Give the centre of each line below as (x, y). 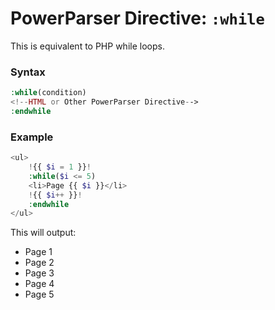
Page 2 (39, 263)
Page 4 (39, 284)
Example (32, 137)
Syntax (28, 72)
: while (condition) (48, 93)
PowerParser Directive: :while (137, 18)
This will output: (43, 233)
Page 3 (39, 273)
